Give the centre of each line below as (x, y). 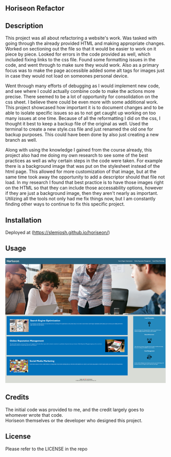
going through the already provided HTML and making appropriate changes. (85, 43)
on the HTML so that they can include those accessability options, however (84, 188)
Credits (17, 397)
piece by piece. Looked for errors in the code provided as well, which (78, 54)
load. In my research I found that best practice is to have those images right (84, 183)
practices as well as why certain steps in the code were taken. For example (84, 161)
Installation (23, 220)
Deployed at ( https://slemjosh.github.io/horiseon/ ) (58, 233)
